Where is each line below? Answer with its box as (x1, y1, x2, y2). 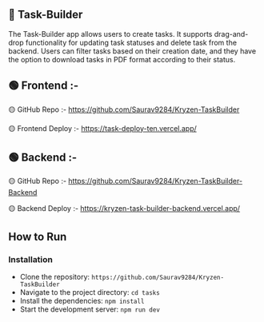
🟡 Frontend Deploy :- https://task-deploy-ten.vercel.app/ (8, 123, 198, 133)
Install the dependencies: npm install (19, 296, 145, 306)
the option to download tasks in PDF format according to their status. (8, 54, 236, 64)
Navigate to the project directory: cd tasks (19, 288, 160, 297)
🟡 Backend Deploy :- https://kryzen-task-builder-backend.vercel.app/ (8, 204, 241, 213)
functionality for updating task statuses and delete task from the (25, 38, 238, 47)
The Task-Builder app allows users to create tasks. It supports (8, 29, 213, 38)
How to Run (8, 229, 67, 244)
